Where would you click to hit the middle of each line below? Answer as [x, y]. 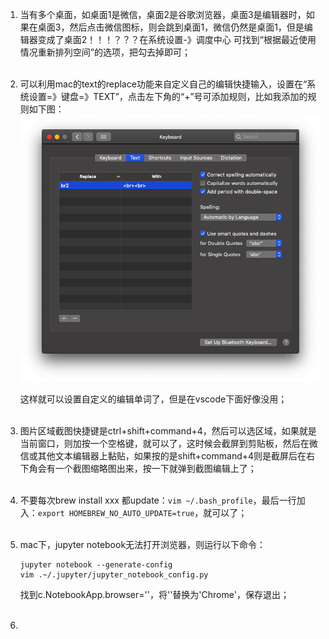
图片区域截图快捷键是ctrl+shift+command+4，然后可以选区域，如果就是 [168, 430]
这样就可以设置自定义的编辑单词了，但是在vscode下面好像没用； [153, 399]
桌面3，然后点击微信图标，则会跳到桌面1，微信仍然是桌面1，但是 [171, 27]
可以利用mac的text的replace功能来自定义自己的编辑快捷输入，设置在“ [163, 84]
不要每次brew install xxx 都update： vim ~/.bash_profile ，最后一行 [158, 500]
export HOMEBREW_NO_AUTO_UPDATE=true [116, 513]
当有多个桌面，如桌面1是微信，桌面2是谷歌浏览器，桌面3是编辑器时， [163, 14]
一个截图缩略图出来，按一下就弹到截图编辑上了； [155, 468]
